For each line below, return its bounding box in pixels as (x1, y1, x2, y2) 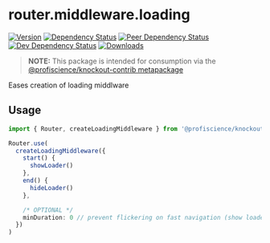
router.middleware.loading (8, 6, 190, 24)
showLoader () (29, 162, 74, 170)
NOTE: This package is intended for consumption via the (27, 56, 216, 66)
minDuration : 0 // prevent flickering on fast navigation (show (22, 213, 243, 221)
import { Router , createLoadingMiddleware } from (8, 124, 178, 133)
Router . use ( (8, 139, 48, 148)
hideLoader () (29, 184, 74, 192)
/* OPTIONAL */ (22, 206, 74, 214)
